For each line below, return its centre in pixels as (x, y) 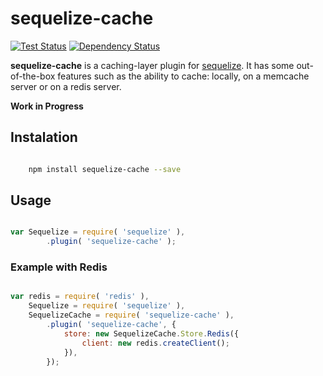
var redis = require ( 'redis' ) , (80, 297)
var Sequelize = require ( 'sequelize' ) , (98, 232)
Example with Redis (59, 267)
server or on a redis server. (66, 86)
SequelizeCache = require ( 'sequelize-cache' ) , (131, 315)
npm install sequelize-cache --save (105, 169)
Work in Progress (47, 106)
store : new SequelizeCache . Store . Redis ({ (151, 333)
